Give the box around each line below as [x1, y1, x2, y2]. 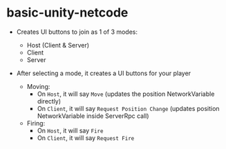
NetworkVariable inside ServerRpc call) [37, 112, 149, 120]
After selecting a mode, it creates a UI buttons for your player [16, 69, 191, 77]
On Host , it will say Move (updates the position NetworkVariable [37, 90, 215, 98]
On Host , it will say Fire [37, 126, 104, 135]
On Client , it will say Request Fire [37, 133, 135, 142]
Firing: [26, 119, 46, 127]
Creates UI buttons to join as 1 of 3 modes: [16, 28, 138, 36]
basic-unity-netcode [6, 5, 129, 21]
